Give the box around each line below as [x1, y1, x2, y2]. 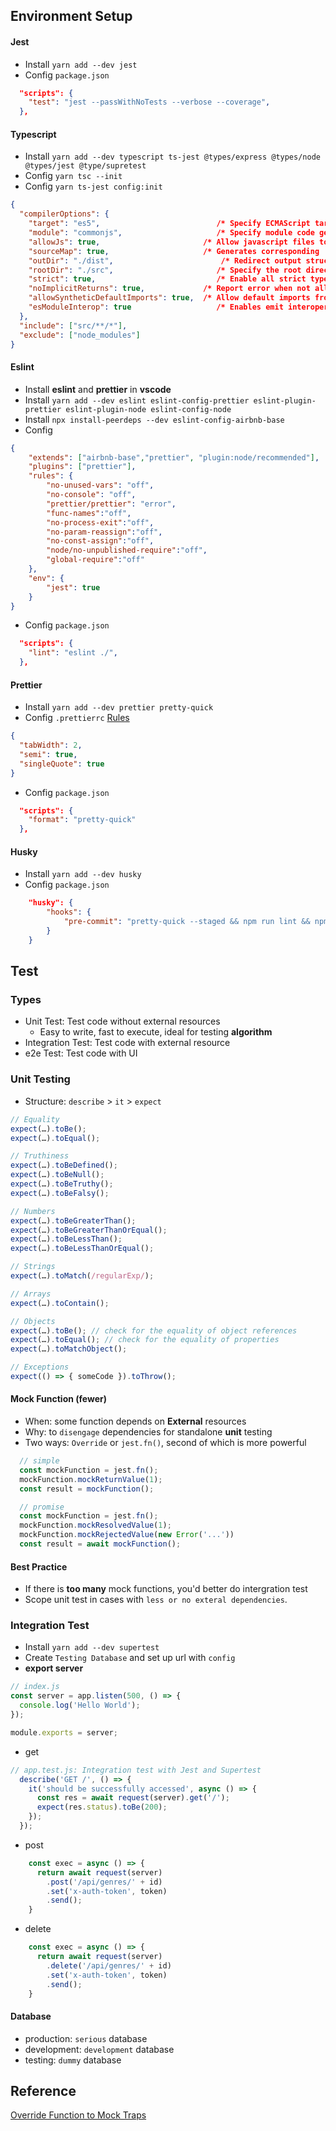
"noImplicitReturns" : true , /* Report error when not [28, 284, 311, 294]
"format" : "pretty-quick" [28, 815, 137, 825]
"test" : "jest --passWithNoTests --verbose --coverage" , [28, 97, 271, 108]
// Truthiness [10, 1151, 70, 1161]
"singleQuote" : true [19, 759, 105, 769]
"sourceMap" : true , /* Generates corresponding [28, 246, 320, 256]
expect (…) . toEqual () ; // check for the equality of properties [10, 1335, 280, 1345]
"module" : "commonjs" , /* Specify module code [28, 228, 315, 238]
